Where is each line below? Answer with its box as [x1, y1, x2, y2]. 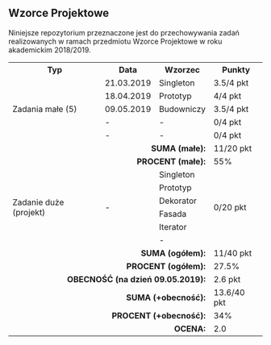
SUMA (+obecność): [126, 292, 206, 303]
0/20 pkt [213, 202, 247, 213]
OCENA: [173, 322, 206, 334]
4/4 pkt [213, 90, 242, 102]
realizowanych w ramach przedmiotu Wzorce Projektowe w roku [8, 36, 223, 46]
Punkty [221, 64, 251, 75]
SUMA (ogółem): [140, 247, 206, 259]
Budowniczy [158, 103, 206, 114]
